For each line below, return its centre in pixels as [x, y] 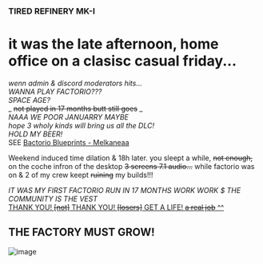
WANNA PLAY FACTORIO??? [55, 91]
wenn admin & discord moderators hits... [75, 83]
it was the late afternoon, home [114, 44]
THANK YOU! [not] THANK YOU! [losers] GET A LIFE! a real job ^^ [116, 207]
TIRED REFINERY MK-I [52, 11]
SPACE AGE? [29, 100]
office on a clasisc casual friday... [123, 61]
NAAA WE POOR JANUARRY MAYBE [69, 116]
